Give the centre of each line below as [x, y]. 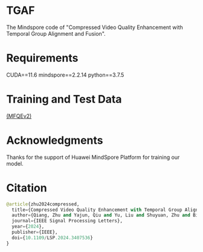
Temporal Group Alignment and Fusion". [56, 33]
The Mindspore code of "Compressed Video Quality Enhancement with [95, 27]
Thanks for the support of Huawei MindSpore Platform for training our [93, 157]
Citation [27, 188]
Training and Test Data [64, 99]
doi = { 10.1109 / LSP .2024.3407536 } [53, 237]
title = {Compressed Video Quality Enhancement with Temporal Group [97, 210]
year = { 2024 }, [28, 227]
